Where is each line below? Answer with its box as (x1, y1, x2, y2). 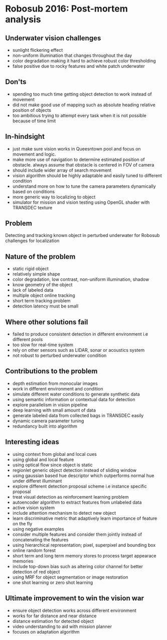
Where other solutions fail (5, 317, 88, 326)
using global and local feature (12, 456, 74, 462)
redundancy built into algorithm (12, 423, 78, 429)
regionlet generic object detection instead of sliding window (12, 467, 137, 473)
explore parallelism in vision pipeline (12, 402, 88, 408)
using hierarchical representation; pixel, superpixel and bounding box (12, 542, 156, 548)
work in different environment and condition (12, 385, 103, 391)
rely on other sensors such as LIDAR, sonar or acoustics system (12, 347, 145, 353)
